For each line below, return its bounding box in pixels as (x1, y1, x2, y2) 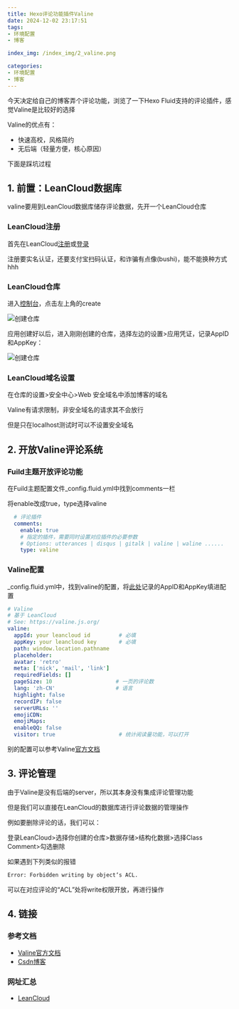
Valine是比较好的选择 (13, 105, 76, 114)
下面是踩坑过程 (7, 159, 51, 168)
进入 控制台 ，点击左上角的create (7, 300, 101, 308)
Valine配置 (7, 565, 45, 575)
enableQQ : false (14, 724, 62, 731)
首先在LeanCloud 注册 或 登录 (7, 239, 90, 248)
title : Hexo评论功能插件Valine (7, 10, 94, 18)
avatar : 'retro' (14, 658, 62, 665)
